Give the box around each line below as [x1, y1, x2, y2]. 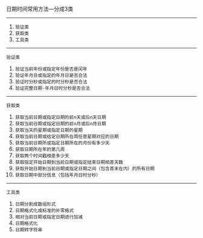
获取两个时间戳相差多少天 [14, 153, 69, 159]
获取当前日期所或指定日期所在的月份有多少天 [14, 140, 110, 146]
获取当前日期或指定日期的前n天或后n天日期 [14, 114, 107, 120]
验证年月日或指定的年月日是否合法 [14, 72, 88, 79]
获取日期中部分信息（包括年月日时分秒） [14, 172, 101, 178]
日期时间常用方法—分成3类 [6, 5, 74, 12]
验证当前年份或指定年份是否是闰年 [14, 66, 88, 72]
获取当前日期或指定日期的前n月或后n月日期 [14, 121, 107, 127]
